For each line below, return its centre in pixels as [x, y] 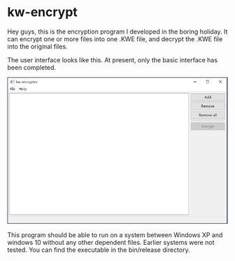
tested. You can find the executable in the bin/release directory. [99, 250]
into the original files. [37, 46]
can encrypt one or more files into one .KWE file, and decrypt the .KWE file [115, 38]
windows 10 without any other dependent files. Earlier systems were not [111, 243]
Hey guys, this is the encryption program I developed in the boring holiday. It [117, 31]
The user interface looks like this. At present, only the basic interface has [113, 59]
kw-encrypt [43, 12]
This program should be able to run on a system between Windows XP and [115, 235]
